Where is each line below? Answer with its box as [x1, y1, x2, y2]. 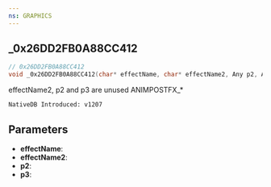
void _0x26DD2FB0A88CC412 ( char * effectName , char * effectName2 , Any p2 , [8, 70, 258, 79]
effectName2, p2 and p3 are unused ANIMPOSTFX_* [8, 85, 184, 95]
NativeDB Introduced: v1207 [8, 101, 103, 109]
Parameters [8, 123, 69, 136]
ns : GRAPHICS [8, 11, 52, 20]
